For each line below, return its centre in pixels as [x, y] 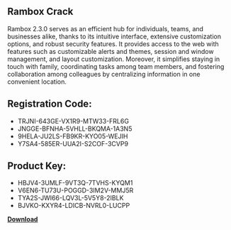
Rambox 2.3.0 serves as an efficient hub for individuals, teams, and [106, 28]
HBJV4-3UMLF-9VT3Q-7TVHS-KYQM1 [75, 183]
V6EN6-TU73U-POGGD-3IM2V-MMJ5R [75, 190]
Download [23, 219]
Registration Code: [50, 104]
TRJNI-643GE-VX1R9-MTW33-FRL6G [73, 121]
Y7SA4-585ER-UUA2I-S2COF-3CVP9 [73, 143]
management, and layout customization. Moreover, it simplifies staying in [114, 59]
